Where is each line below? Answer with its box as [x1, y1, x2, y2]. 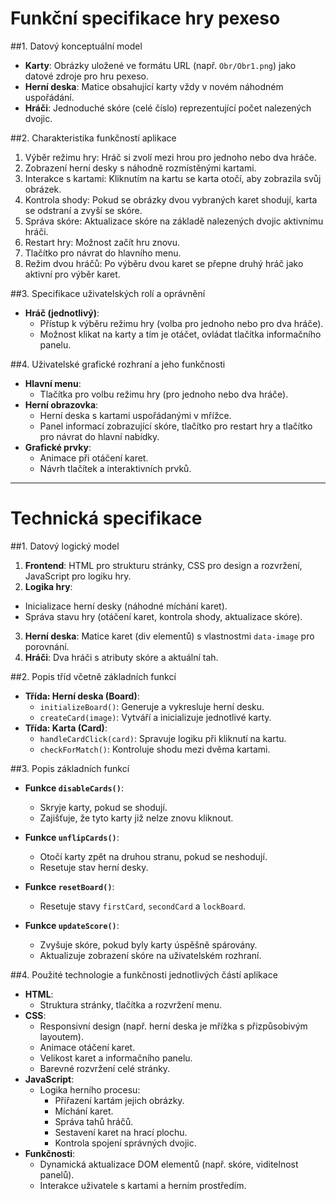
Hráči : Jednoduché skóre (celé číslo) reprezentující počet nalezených [24, 102, 312, 114]
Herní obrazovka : [24, 398, 99, 411]
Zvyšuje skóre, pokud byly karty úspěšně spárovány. [39, 938, 258, 951]
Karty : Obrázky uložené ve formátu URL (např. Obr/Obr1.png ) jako [24, 59, 297, 71]
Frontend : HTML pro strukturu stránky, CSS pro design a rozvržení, [24, 559, 303, 571]
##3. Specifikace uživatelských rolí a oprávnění [10, 287, 206, 299]
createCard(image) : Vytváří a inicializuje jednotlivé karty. [39, 711, 272, 723]
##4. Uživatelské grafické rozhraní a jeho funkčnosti [10, 358, 226, 370]
